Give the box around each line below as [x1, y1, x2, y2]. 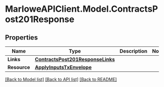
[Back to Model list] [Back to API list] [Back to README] [5, 77, 117, 82]
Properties [5, 33, 38, 42]
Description [119, 48, 147, 54]
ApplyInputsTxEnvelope [35, 64, 92, 70]
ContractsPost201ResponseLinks [35, 56, 115, 63]
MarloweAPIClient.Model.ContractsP [5, 3, 158, 15]
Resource [7, 64, 30, 70]
